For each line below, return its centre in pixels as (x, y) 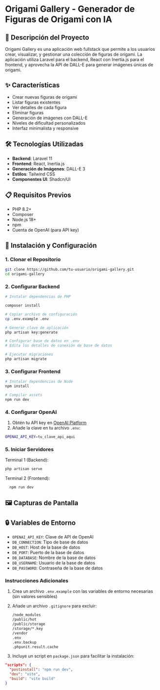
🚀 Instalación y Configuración (51, 245)
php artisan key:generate (31, 332)
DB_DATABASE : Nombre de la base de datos (54, 558)
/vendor (20, 633)
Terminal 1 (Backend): (27, 460)
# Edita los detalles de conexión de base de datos (59, 345)
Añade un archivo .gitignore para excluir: (54, 606)
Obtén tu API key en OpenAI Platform (49, 423)
